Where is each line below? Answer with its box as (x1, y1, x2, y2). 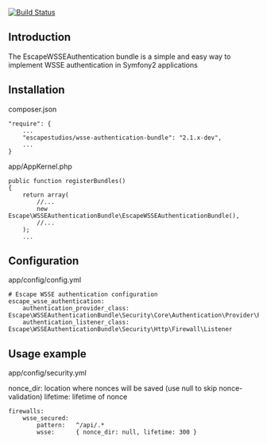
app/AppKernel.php (8, 162, 73, 171)
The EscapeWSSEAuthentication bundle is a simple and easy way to (8, 52, 231, 61)
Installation (8, 84, 65, 97)
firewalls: (8, 407, 44, 415)
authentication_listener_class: (22, 318, 130, 326)
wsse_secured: (22, 415, 69, 423)
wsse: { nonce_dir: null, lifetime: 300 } (37, 428, 197, 437)
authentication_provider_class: (22, 305, 130, 313)
